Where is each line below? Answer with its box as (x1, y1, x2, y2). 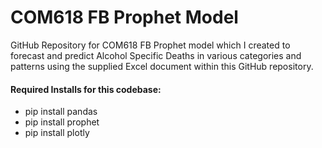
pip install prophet (24, 116, 100, 128)
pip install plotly (24, 127, 90, 139)
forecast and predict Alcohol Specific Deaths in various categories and (10, 49, 302, 61)
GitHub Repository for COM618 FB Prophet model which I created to (10, 39, 291, 51)
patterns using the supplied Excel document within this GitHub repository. (10, 60, 314, 72)
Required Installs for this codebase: (10, 83, 162, 95)
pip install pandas (24, 106, 98, 118)
